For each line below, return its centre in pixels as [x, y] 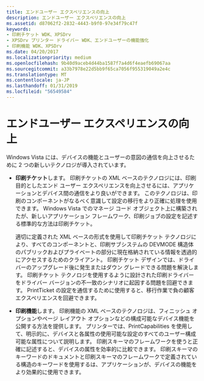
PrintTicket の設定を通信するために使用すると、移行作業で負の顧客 [111, 290]
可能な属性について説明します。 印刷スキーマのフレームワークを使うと [104, 341]
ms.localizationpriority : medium [49, 57]
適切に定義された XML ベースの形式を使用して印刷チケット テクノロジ [103, 237]
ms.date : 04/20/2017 [33, 52]
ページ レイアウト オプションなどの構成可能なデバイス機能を [118, 318]
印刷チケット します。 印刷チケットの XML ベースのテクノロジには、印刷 [106, 177]
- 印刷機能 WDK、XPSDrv [34, 46]
